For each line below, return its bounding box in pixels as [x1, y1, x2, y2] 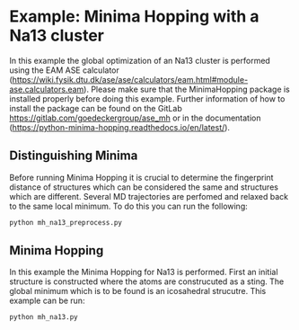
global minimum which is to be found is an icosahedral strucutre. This [9, 286, 267, 297]
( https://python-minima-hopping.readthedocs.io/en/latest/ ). [9, 121, 231, 132]
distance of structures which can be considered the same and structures [9, 182, 278, 192]
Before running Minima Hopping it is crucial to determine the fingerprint [9, 172, 274, 183]
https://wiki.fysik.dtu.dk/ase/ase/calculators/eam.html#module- [12, 74, 249, 85]
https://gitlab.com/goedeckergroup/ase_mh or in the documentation [9, 112, 261, 123]
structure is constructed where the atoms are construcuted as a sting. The [9, 276, 285, 287]
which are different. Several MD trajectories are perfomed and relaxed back [9, 191, 289, 201]
